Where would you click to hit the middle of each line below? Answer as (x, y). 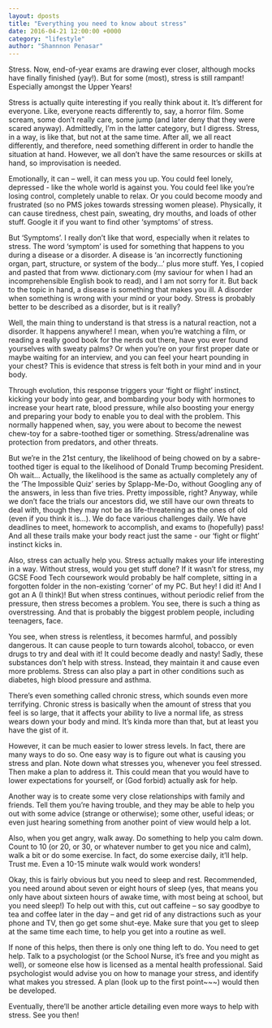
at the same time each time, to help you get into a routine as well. (117, 932)
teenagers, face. (36, 621)
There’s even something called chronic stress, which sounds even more (128, 696)
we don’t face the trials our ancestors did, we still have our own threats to (131, 501)
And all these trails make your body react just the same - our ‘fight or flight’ (134, 536)
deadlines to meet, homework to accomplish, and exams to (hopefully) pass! (136, 527)
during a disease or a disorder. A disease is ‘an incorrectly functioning (125, 255)
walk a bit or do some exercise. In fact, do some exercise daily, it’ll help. (128, 855)
